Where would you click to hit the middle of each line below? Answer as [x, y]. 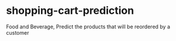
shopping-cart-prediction [70, 11]
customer [18, 32]
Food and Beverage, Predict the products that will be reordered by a [88, 27]
